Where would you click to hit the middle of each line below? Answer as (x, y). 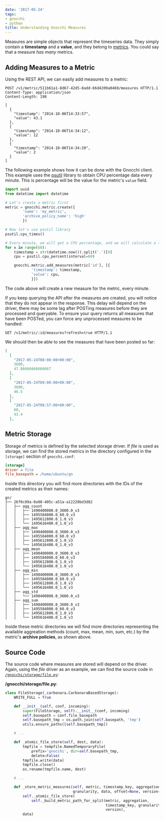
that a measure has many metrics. (40, 52)
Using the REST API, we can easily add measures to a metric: (67, 79)
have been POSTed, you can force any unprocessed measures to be (74, 319)
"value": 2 (25, 152)
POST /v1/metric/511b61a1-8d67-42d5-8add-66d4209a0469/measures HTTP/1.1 (82, 88)
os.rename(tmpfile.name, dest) (54, 769)
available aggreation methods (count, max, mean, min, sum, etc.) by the (77, 632)
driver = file (20, 470)
